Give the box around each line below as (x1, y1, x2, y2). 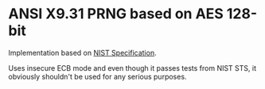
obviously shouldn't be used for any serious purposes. (8, 72, 187, 81)
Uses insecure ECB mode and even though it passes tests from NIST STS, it (8, 63, 257, 72)
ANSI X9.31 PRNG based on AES (8, 5, 224, 23)
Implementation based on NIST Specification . (8, 48, 157, 57)
